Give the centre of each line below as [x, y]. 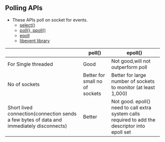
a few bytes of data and [35, 119]
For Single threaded [30, 64]
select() [27, 25]
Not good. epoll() [131, 101]
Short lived [20, 107]
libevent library [35, 41]
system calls [126, 114]
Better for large [129, 75]
